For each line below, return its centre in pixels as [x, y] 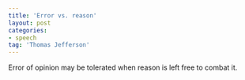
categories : [28, 30]
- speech [23, 38]
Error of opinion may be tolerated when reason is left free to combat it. [123, 67]
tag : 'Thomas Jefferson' [49, 45]
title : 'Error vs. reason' [53, 15]
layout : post [30, 23]
